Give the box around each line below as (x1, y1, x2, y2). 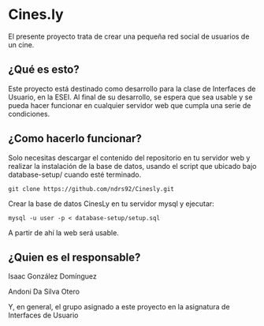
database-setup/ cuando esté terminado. (8, 170, 142, 179)
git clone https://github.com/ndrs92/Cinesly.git (8, 185, 175, 193)
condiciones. (8, 109, 50, 118)
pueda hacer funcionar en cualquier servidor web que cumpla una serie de (8, 100, 251, 110)
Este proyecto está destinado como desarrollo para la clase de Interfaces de (8, 84, 256, 93)
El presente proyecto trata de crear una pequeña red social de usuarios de (8, 32, 250, 41)
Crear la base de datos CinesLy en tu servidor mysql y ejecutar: (8, 199, 214, 208)
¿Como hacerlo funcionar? (8, 132, 142, 145)
